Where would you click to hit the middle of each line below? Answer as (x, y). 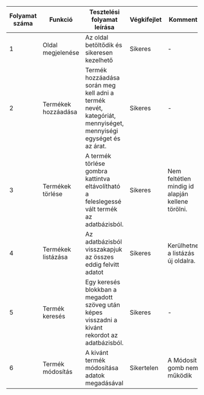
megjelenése (61, 53)
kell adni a (99, 93)
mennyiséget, (104, 123)
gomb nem (183, 368)
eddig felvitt (102, 265)
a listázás (181, 253)
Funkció (61, 19)
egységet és (103, 138)
